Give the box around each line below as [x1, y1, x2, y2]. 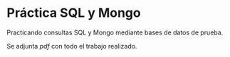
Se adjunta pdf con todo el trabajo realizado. [6, 42, 137, 50]
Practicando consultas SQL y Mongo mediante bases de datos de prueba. [6, 28, 224, 37]
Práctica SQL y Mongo [6, 5, 141, 21]
